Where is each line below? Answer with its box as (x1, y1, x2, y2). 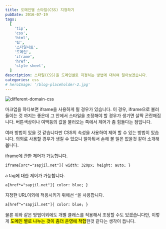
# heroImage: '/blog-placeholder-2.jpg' (5, 82, 91, 87)
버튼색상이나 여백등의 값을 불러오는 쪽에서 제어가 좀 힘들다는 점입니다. (15, 119, 152, 125)
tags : (5, 17, 16, 22)
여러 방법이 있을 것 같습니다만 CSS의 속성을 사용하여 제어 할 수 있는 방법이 (5, 129, 150, 136)
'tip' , (14, 26, 28, 31)
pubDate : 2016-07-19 (5, 12, 48, 17)
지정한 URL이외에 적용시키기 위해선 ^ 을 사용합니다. (5, 192, 104, 198)
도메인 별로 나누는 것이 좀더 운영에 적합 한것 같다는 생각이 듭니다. (10, 218, 136, 224)
